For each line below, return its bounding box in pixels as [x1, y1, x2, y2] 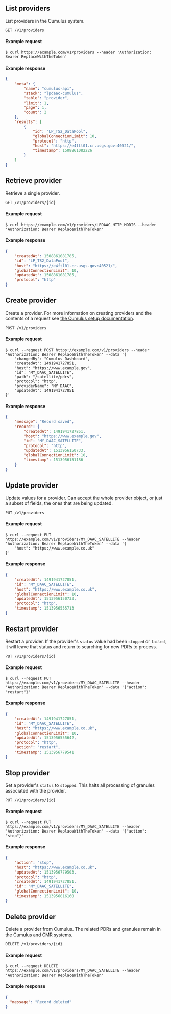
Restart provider [5, 625, 59, 634]
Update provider [5, 481, 59, 490]
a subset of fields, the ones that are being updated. [5, 500, 113, 506]
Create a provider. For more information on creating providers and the [5, 310, 152, 316]
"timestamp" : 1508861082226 [32, 148, 93, 153]
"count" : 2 [23, 110, 47, 115]
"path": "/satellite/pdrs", [14, 374, 74, 380]
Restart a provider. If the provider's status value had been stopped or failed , [5, 638, 166, 644]
